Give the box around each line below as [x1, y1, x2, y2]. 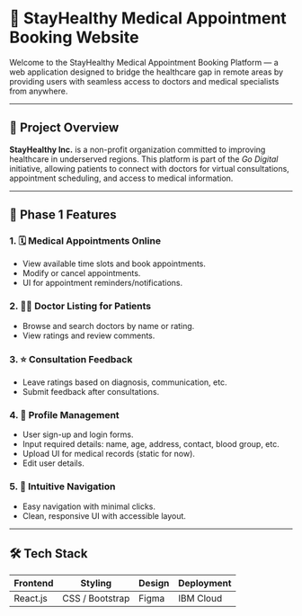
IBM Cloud [178, 593, 223, 605]
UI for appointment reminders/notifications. [22, 278, 182, 289]
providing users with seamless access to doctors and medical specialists [9, 76, 280, 86]
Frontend [13, 577, 54, 590]
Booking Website [9, 27, 139, 48]
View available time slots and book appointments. [22, 258, 207, 269]
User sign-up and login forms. [22, 429, 134, 440]
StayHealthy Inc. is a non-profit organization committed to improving [9, 144, 266, 155]
